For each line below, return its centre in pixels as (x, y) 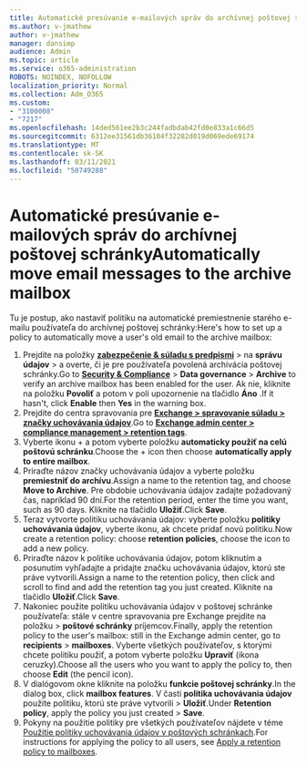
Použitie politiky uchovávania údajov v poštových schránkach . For (145, 732)
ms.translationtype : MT (55, 145)
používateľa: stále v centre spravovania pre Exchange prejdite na (144, 617)
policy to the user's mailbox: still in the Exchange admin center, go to (151, 636)
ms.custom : (30, 102)
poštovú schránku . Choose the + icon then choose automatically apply (157, 452)
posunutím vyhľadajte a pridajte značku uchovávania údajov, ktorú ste (154, 568)
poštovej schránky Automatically (135, 254)
